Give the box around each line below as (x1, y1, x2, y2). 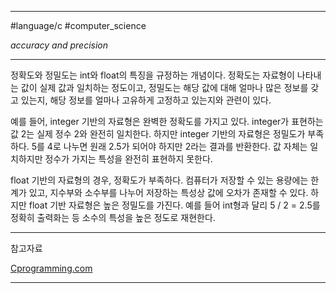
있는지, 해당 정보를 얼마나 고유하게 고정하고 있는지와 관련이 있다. (20, 94, 272, 106)
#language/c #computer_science (10, 20, 147, 31)
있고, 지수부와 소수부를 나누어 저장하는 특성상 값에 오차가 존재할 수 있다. (28, 187, 309, 198)
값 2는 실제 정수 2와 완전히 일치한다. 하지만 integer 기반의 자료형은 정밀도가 (10, 128, 306, 140)
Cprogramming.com (10, 262, 93, 274)
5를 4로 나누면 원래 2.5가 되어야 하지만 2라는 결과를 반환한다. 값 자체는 (31, 141, 308, 152)
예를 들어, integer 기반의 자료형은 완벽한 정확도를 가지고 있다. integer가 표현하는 (10, 116, 324, 127)
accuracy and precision (10, 39, 108, 51)
